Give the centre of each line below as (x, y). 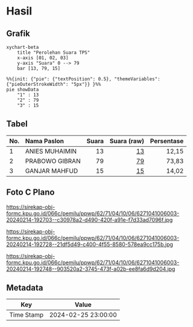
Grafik (18, 34)
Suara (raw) (127, 141)
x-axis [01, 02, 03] (43, 58)
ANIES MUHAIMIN (51, 151)
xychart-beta (23, 47)
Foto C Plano (30, 193)
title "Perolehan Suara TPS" (54, 53)
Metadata (25, 288)
